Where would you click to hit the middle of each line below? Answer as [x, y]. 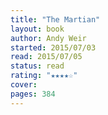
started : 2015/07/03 [53, 47]
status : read [37, 66]
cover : [24, 85]
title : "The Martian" [55, 19]
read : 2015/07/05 [46, 57]
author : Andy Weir [48, 38]
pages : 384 [33, 94]
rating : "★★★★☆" [44, 76]
